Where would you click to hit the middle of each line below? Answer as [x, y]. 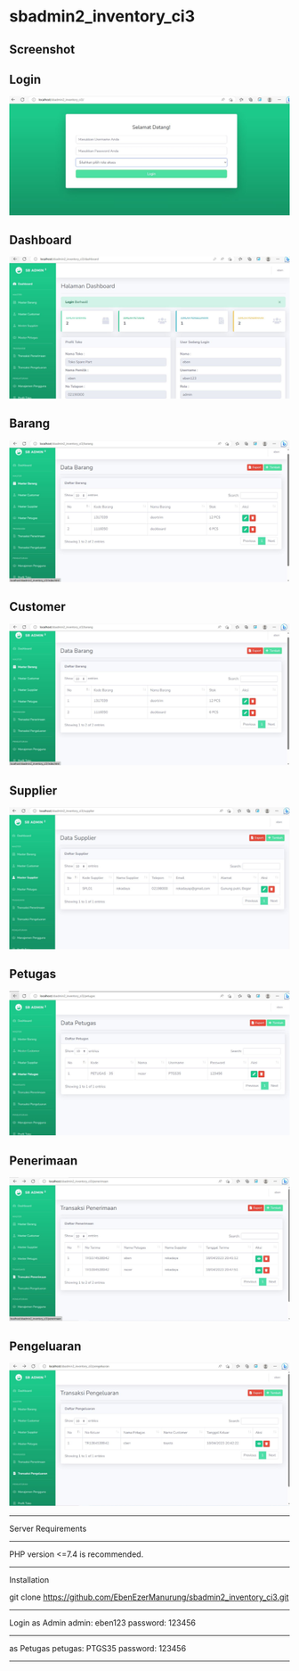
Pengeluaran [45, 1346]
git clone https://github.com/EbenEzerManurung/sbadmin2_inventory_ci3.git [149, 1597]
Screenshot [42, 49]
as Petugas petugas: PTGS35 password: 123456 [98, 1649]
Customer [37, 607]
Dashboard [40, 239]
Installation [29, 1580]
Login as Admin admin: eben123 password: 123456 [102, 1623]
